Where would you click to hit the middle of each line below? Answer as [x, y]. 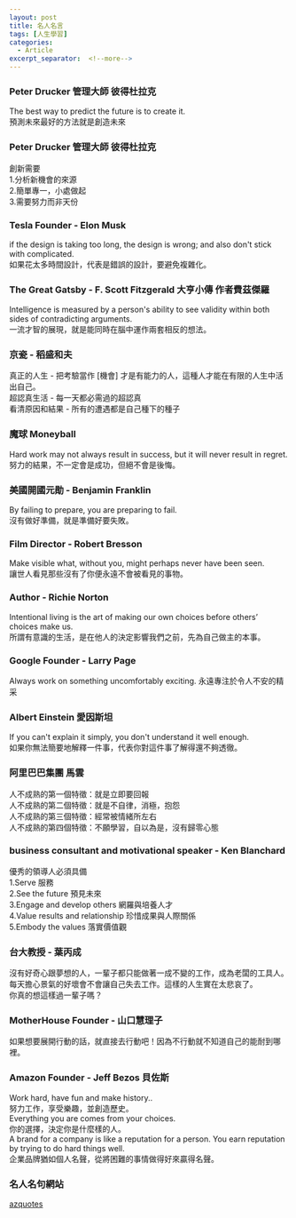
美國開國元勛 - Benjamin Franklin [80, 490]
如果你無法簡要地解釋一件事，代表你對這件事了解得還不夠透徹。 [125, 748]
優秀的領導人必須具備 [48, 871]
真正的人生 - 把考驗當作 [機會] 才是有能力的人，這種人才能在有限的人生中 [143, 376]
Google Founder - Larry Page [73, 660]
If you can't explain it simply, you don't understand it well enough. [129, 737]
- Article [35, 51]
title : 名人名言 [36, 26]
